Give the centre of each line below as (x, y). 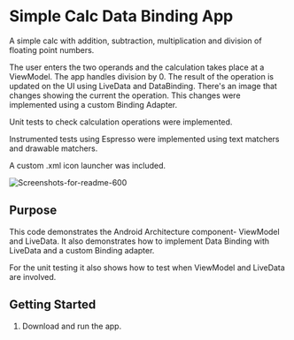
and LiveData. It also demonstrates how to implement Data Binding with (139, 241)
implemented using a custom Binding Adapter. (93, 104)
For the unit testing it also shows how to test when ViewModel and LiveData (147, 268)
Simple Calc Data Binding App (121, 16)
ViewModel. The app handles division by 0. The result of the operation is (142, 76)
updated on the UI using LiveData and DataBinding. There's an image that (143, 86)
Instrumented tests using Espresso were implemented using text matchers (145, 139)
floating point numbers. (52, 49)
